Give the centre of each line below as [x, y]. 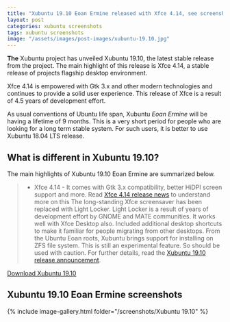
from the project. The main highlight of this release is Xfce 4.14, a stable [108, 66]
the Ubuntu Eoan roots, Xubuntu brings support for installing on [124, 238]
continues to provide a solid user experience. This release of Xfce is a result [114, 94]
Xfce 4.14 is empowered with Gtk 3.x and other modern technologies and [110, 86]
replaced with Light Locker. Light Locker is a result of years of [121, 209]
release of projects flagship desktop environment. [77, 73]
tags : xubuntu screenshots [46, 33]
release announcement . [67, 260]
